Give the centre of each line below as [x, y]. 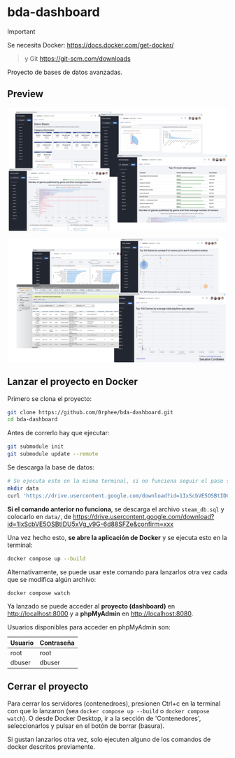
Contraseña [57, 643]
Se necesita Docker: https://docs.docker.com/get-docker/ [91, 45]
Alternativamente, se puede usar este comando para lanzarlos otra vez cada [117, 572]
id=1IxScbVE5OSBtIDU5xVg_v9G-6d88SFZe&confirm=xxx [90, 524]
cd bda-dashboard [33, 420]
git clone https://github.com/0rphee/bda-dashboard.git [90, 412]
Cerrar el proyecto [48, 686]
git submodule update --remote [53, 454]
